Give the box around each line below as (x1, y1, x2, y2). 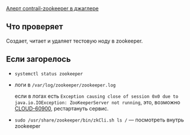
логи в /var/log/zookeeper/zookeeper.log (14, 81, 116, 88)
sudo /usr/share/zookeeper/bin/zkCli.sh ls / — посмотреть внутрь (14, 116, 184, 123)
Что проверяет (6, 22, 63, 32)
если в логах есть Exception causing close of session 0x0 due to (14, 92, 178, 99)
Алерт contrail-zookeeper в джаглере (6, 5, 99, 12)
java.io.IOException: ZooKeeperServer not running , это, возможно (14, 99, 181, 106)
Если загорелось (6, 54, 71, 64)
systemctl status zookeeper (14, 71, 83, 77)
